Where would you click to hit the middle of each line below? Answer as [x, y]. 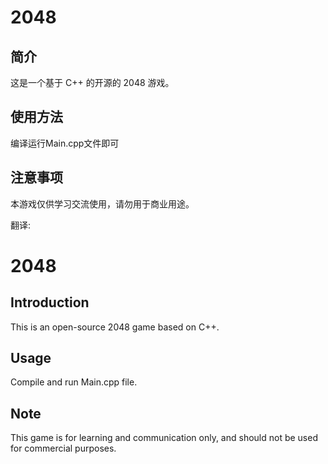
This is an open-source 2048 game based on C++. [115, 327]
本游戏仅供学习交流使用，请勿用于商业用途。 [102, 203]
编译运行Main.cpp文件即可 [65, 143]
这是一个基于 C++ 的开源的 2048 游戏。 [92, 82]
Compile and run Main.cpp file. [74, 382]
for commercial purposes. [63, 448]
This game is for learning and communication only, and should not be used [164, 438]
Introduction [50, 302]
